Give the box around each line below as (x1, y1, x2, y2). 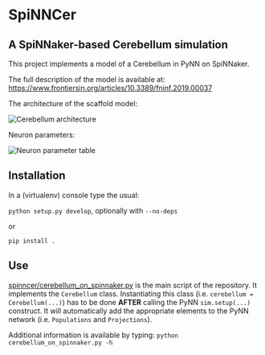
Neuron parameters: (8, 130, 75, 139)
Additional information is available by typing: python (8, 330, 179, 340)
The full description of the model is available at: (8, 75, 166, 84)
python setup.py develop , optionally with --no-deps (8, 205, 178, 215)
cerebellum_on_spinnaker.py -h (8, 338, 113, 347)
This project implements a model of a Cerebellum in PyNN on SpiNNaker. (8, 59, 250, 68)
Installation (8, 169, 66, 183)
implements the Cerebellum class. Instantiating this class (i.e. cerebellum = (8, 288, 254, 299)
